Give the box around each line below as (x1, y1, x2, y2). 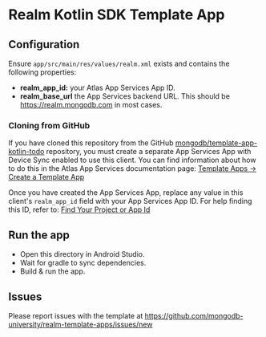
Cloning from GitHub (8, 120, 91, 131)
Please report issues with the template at (8, 311, 143, 320)
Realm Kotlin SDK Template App (8, 6, 225, 24)
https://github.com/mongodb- (144, 311, 244, 320)
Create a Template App (8, 173, 85, 182)
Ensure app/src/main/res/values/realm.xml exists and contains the (8, 59, 230, 68)
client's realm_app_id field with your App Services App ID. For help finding (8, 197, 252, 206)
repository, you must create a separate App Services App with (46, 147, 252, 156)
